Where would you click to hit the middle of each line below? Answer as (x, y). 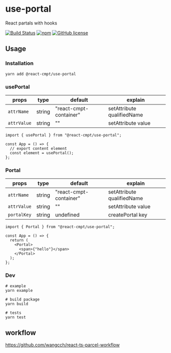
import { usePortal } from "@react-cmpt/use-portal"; (64, 135)
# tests (13, 313)
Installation (20, 63)
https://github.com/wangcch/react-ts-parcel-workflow (63, 345)
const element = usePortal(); (42, 153)
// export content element (38, 148)
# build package (22, 299)
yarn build (17, 304)
